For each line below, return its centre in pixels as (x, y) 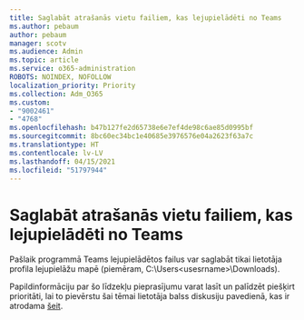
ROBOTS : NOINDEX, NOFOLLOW (60, 77)
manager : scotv (38, 43)
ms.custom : (30, 102)
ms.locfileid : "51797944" (58, 170)
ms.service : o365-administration (73, 69)
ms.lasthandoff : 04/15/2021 (63, 161)
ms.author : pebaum (44, 26)
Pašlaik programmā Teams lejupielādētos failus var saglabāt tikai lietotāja (146, 259)
